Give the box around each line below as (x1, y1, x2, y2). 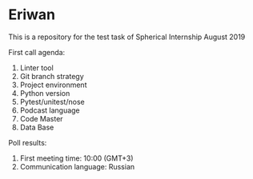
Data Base (19, 122, 54, 132)
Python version (19, 88, 70, 97)
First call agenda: (8, 47, 66, 57)
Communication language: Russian (19, 161, 135, 171)
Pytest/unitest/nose (19, 97, 86, 106)
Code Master (19, 113, 63, 123)
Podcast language (19, 105, 80, 115)
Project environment (19, 80, 87, 89)
